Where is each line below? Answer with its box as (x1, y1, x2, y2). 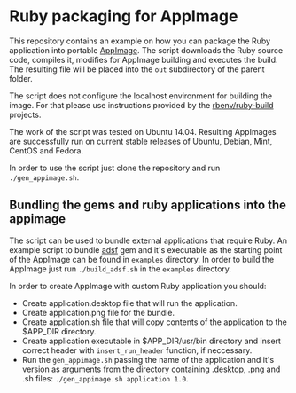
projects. (9, 109, 42, 120)
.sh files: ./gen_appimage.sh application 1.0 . (21, 373, 189, 383)
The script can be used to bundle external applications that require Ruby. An (9, 235, 288, 246)
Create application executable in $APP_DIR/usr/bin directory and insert (21, 335, 282, 346)
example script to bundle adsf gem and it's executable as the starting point (9, 244, 283, 255)
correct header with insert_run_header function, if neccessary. (21, 344, 253, 356)
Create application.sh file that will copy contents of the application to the (21, 317, 288, 327)
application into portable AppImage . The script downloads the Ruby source (9, 44, 284, 55)
